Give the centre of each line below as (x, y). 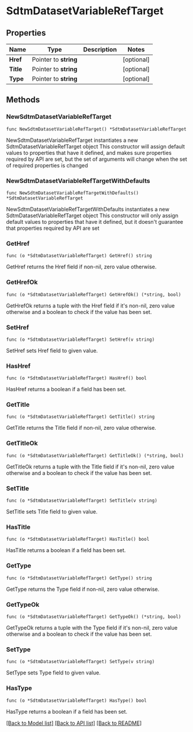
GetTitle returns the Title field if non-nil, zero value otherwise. (81, 428)
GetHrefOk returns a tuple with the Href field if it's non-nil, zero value (91, 305)
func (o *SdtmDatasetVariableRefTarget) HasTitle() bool (78, 539)
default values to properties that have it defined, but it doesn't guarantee (95, 221)
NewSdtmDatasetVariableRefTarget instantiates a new (72, 140)
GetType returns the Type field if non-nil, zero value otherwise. (83, 589)
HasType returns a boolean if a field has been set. (67, 711)
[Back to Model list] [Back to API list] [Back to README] (74, 723)
